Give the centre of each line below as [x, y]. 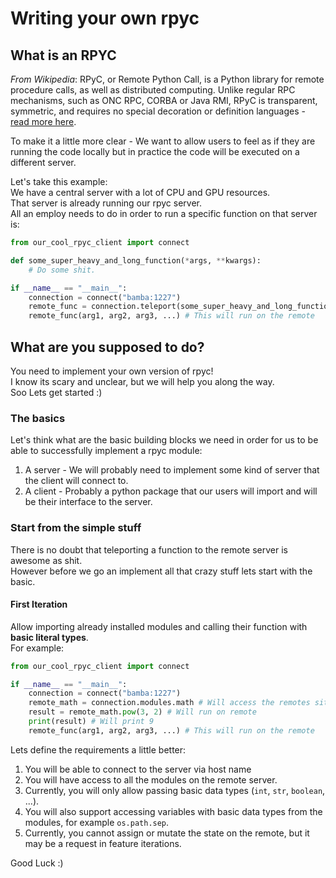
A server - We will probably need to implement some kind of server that [172, 470]
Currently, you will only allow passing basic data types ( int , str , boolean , [175, 790]
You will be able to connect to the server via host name [138, 769]
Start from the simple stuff [76, 528]
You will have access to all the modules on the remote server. [151, 779]
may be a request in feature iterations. [103, 843]
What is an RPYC [63, 55]
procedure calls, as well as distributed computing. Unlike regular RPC [153, 90]
